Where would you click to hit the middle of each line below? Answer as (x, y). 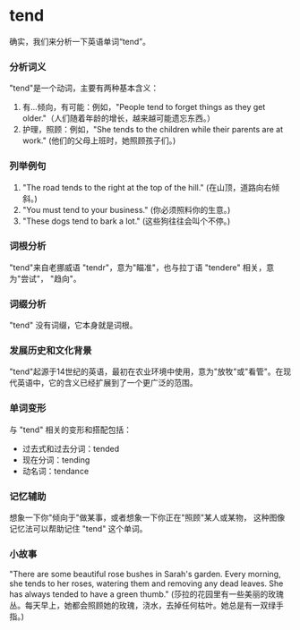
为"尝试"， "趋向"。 (46, 278)
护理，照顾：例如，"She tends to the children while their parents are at (153, 130)
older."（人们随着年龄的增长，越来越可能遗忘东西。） (119, 118)
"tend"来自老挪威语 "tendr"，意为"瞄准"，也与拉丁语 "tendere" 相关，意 (142, 267)
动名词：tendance (56, 471)
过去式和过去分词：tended (70, 448)
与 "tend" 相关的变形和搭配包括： (71, 430)
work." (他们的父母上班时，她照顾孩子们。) (99, 140)
